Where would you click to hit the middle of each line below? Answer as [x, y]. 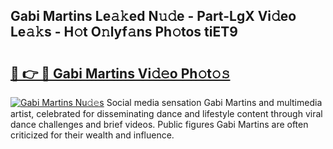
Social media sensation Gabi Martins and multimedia [214, 102]
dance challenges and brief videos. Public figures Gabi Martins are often [159, 124]
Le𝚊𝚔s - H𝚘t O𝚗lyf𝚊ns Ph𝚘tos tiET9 [124, 32]
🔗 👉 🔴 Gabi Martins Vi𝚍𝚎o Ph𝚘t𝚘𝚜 [120, 73]
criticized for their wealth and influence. [92, 135]
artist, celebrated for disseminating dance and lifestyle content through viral [166, 113]
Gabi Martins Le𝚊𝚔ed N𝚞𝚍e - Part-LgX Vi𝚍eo [153, 16]
